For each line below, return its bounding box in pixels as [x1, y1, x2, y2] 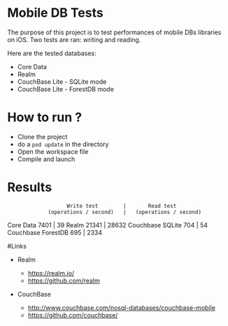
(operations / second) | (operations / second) [48, 208, 201, 215]
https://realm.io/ [27, 269, 75, 277]
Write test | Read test [66, 202, 177, 209]
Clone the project [17, 132, 68, 141]
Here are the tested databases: [7, 49, 97, 57]
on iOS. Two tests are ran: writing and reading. [7, 35, 141, 43]
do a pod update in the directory [17, 140, 109, 148]
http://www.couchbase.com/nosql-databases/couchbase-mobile [27, 303, 215, 312]
